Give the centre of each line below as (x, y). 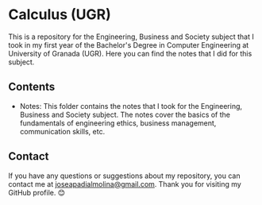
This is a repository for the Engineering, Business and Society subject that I (131, 37)
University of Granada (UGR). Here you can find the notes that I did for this (130, 53)
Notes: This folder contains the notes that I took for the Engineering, (131, 106)
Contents (32, 87)
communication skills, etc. (62, 131)
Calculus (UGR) (60, 15)
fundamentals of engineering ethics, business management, (118, 123)
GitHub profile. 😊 (37, 192)
